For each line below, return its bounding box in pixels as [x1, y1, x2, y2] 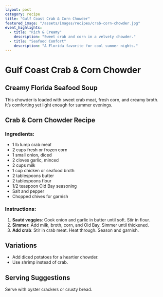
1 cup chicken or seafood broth [12, 168, 74, 174]
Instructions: [5, 206, 36, 213]
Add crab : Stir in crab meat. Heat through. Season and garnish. [12, 227, 139, 233]
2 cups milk [12, 162, 36, 168]
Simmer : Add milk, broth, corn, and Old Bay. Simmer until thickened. [12, 222, 149, 228]
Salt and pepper [12, 188, 45, 194]
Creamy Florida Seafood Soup [5, 84, 98, 92]
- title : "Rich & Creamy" [9, 30, 62, 35]
